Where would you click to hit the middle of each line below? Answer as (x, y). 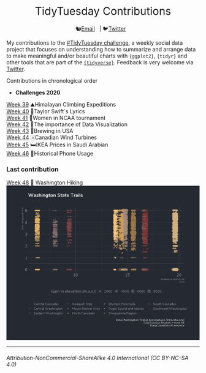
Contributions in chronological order (52, 80)
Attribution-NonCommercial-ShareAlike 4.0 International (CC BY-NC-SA (97, 358)
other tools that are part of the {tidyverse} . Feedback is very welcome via (100, 62)
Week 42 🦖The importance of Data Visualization (67, 124)
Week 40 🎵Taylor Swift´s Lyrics (46, 111)
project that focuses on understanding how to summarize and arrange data (101, 49)
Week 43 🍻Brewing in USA (40, 130)
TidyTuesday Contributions (103, 11)
